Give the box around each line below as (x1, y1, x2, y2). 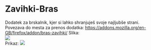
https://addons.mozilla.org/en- (84, 24, 147, 30)
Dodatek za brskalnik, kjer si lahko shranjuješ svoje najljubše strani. (5, 19, 140, 25)
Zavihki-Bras (5, 3, 58, 15)
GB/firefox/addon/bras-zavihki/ (5, 30, 68, 35)
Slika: (68, 30, 80, 35)
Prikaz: (5, 40, 19, 46)
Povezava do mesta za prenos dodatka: (5, 24, 84, 30)
